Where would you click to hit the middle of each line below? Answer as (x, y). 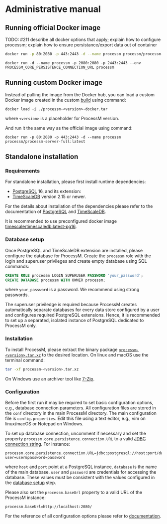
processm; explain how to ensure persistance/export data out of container (81, 45)
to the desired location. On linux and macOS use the (95, 354)
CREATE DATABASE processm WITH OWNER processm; (55, 280)
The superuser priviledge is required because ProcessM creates (71, 305)
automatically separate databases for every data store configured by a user (83, 310)
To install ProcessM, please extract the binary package (61, 349)
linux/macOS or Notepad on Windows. (44, 424)
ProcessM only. (21, 326)
